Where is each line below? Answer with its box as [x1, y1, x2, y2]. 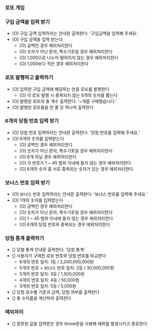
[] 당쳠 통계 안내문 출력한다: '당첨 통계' [12, 247, 85, 253]
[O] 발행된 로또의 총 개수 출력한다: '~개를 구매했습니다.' [12, 98, 117, 104]
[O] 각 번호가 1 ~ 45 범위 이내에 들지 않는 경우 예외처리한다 [19, 160, 131, 165]
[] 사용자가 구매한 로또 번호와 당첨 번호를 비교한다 [12, 253, 106, 259]
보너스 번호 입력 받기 [5, 179, 50, 186]
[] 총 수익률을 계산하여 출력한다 [12, 295, 71, 301]
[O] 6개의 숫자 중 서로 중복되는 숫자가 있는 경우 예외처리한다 [19, 166, 134, 172]
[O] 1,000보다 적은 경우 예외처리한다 [19, 61, 89, 66]
